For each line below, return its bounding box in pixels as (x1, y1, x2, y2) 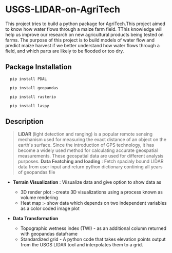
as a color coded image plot (20, 205, 80, 211)
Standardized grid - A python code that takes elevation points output (20, 236, 166, 242)
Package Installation (5, 63, 72, 71)
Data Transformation (12, 215, 59, 221)
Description (5, 117, 44, 126)
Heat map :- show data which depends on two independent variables (20, 200, 167, 206)
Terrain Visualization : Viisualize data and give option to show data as (12, 179, 162, 185)
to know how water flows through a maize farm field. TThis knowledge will (5, 26, 163, 32)
